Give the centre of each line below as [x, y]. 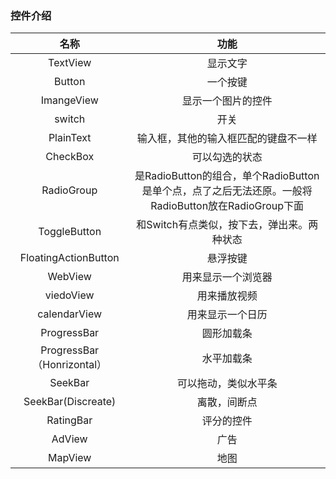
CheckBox [70, 157]
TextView [70, 63]
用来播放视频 [227, 296]
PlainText [70, 138]
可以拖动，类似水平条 [227, 384]
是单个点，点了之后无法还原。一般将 [227, 191]
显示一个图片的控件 [227, 101]
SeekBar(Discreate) [70, 402]
